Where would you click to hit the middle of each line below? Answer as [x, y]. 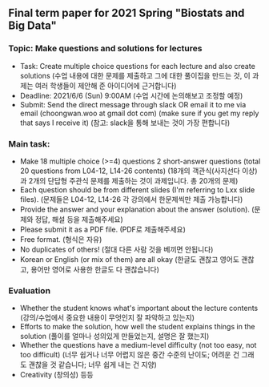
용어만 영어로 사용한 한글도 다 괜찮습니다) [95, 269]
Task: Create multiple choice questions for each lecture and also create [138, 66]
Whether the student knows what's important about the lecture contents [139, 308]
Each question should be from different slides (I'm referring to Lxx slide [137, 189]
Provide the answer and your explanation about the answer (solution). [135, 209]
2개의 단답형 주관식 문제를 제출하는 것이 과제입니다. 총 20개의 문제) [133, 180]
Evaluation [29, 290]
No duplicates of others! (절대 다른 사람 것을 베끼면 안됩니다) [116, 249]
